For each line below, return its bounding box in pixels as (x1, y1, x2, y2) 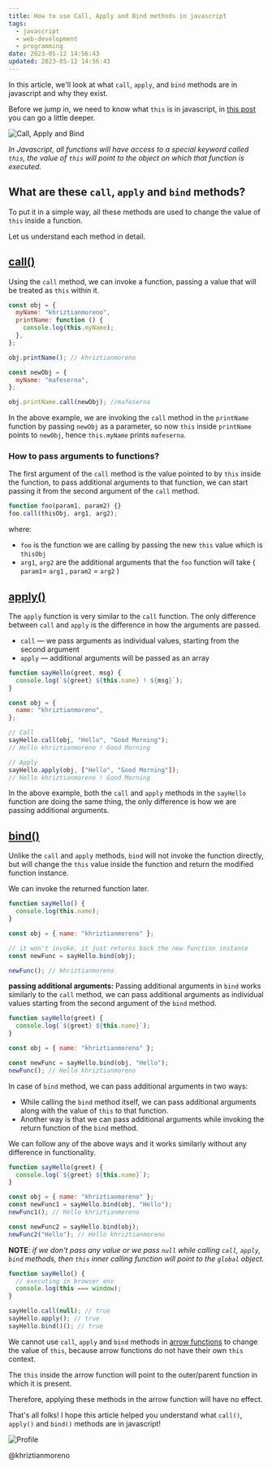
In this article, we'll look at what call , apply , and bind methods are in (8, 79, 238, 90)
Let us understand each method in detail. (8, 231, 146, 241)
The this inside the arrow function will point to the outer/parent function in (8, 1369, 258, 1379)
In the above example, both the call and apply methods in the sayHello (8, 788, 246, 798)
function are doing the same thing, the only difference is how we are (8, 797, 237, 807)
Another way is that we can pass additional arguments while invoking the (19, 1114, 265, 1124)
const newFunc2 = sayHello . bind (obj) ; (8, 1223, 140, 1231)
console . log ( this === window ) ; (15, 1285, 122, 1293)
